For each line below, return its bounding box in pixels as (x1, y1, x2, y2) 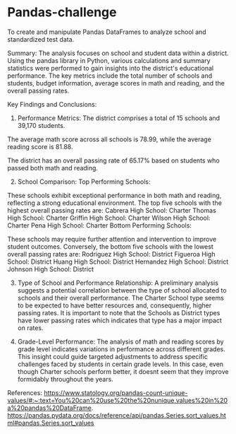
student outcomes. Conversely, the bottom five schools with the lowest (7, 242, 213, 251)
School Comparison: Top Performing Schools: (17, 177, 151, 186)
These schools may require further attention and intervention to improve (7, 235, 217, 243)
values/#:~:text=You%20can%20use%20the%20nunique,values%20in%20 (7, 396, 228, 404)
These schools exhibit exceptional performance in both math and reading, (7, 191, 222, 199)
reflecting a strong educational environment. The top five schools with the (7, 199, 222, 207)
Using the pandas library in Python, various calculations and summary (7, 56, 211, 64)
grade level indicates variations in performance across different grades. (17, 344, 225, 353)
